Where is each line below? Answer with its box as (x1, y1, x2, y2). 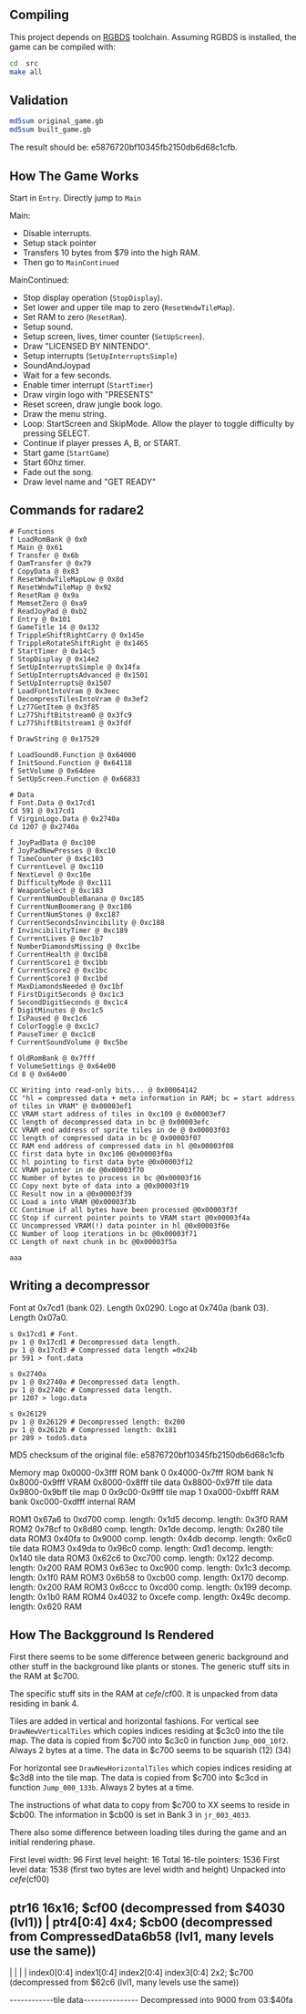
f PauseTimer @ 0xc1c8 (9, 1030, 96, 1039)
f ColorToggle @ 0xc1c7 (9, 1022, 100, 1031)
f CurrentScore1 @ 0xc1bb (9, 958, 107, 967)
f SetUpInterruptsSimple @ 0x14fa (9, 662, 141, 671)
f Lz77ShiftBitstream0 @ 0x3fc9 (9, 711, 132, 720)
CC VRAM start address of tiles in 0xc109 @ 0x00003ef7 (9, 1109, 226, 1118)
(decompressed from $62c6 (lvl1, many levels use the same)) (9, 1977, 240, 1988)
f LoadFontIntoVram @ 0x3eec (9, 686, 120, 696)
